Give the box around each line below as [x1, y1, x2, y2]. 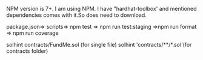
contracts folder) [6, 47, 48, 55]
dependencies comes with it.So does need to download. [6, 11, 147, 19]
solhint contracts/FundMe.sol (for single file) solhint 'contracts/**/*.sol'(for [6, 41, 192, 48]
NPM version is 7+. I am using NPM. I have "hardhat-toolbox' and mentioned [6, 5, 197, 12]
